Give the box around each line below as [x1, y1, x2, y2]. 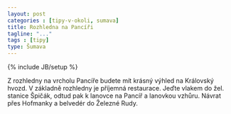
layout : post [7, 10, 46, 18]
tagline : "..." [7, 30, 53, 38]
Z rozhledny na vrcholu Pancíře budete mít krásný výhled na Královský [7, 76, 215, 85]
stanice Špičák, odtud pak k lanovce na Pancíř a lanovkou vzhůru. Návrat [7, 91, 222, 100]
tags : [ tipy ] [7, 37, 50, 44]
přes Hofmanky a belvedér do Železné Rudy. [7, 99, 139, 107]
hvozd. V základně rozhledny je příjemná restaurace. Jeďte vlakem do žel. [7, 84, 225, 92]
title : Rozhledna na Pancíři [7, 23, 94, 30]
